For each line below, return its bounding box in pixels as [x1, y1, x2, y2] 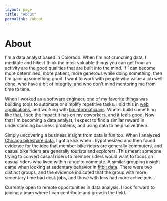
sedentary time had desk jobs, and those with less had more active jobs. [5, 175, 154, 181]
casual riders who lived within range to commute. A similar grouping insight [5, 159, 160, 165]
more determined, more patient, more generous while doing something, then [5, 70, 162, 76]
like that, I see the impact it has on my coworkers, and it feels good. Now [5, 112, 155, 118]
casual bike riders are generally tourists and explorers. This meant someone [5, 148, 162, 154]
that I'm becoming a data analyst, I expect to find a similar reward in [5, 117, 145, 123]
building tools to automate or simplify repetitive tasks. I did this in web [5, 101, 149, 107]
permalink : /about [5, 16, 43, 21]
